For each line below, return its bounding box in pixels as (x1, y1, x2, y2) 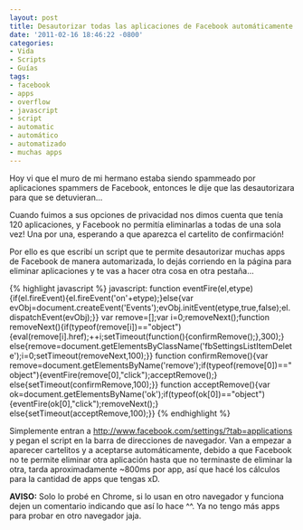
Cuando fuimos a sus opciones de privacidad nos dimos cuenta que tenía (9, 209, 283, 220)
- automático (9, 131, 59, 140)
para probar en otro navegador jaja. (9, 510, 142, 521)
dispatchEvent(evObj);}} (9, 311, 99, 322)
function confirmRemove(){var (155, 350, 269, 361)
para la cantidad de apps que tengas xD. (9, 473, 160, 484)
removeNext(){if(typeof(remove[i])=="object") (9, 321, 182, 332)
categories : (9, 38, 54, 48)
